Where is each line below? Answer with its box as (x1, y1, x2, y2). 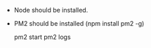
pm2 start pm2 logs (13, 33, 72, 41)
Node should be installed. (13, 6, 88, 14)
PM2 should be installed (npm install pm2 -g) (13, 19, 145, 27)
